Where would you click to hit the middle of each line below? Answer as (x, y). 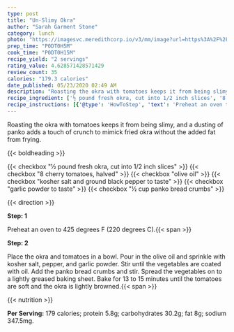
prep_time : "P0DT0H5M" (40, 46)
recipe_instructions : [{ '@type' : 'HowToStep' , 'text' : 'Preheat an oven (115, 105)
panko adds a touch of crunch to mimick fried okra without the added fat (111, 132)
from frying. (24, 139)
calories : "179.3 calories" (48, 79)
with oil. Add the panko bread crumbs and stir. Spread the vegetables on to (115, 271)
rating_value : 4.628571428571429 (56, 66)
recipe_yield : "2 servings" (48, 59)
